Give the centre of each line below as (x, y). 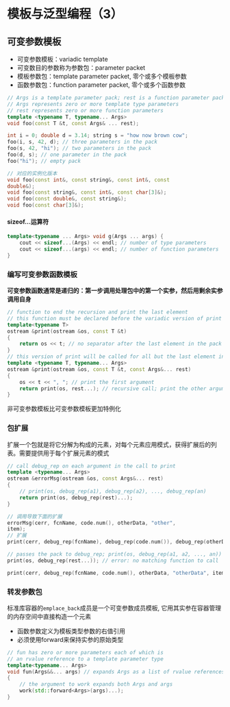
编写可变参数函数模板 (42, 274)
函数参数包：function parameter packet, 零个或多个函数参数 (101, 85)
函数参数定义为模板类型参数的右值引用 (71, 631)
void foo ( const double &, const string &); (67, 199)
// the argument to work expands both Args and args (96, 684)
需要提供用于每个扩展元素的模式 (64, 453)
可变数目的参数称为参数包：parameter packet (81, 68)
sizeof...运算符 (28, 221)
